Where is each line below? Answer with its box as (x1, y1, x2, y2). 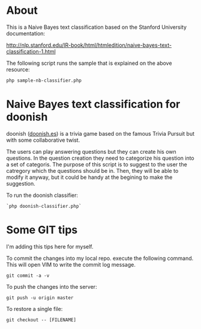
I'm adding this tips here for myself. (6, 243, 94, 250)
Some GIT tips (6, 223, 78, 237)
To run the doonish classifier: (6, 192, 79, 199)
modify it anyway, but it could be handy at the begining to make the (6, 174, 173, 181)
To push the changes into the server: (6, 283, 97, 290)
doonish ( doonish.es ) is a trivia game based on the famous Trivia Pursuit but (6, 130, 195, 137)
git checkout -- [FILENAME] (6, 316, 77, 323)
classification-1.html (6, 47, 56, 55)
